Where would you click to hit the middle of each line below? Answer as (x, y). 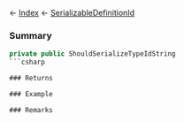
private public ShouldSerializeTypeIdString (92, 54)
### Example (31, 94)
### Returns (31, 79)
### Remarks (31, 110)
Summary (31, 35)
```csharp (27, 62)
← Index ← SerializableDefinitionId (72, 13)
